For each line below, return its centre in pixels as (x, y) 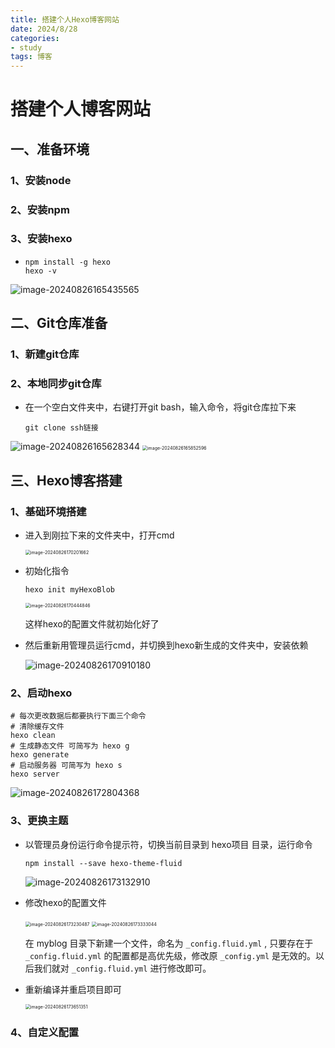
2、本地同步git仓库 (56, 384)
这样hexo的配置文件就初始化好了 (92, 624)
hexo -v (40, 271)
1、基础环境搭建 (48, 511)
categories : (35, 38)
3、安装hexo (41, 239)
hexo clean (33, 736)
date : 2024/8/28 (44, 29)
